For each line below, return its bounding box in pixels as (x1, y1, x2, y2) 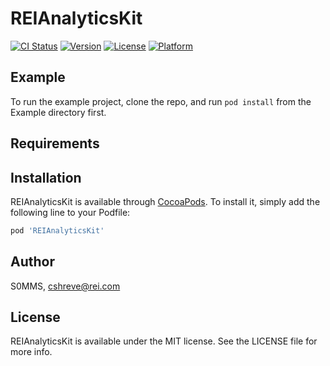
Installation (10, 169, 82, 186)
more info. (10, 346, 53, 358)
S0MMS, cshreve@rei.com (10, 280, 121, 292)
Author (10, 253, 55, 271)
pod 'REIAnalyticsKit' (10, 225, 105, 236)
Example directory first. (10, 106, 107, 118)
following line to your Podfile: (10, 206, 131, 218)
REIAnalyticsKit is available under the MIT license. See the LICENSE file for (10, 335, 318, 347)
